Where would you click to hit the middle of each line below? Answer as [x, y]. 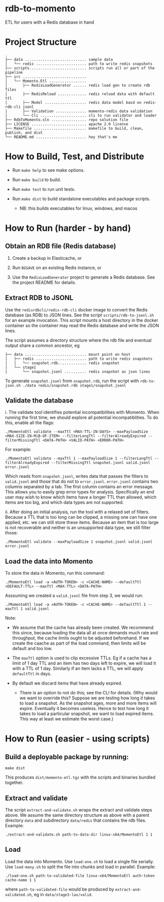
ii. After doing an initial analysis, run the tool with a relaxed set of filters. [77, 512]
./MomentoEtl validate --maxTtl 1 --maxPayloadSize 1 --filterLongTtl [79, 459]
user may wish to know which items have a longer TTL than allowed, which [81, 497]
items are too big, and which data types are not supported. [65, 502]
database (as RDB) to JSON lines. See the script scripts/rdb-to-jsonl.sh [80, 315]
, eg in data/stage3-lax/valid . [62, 894]
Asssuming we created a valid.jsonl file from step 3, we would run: [74, 595]
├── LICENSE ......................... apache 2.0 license [67, 124]
